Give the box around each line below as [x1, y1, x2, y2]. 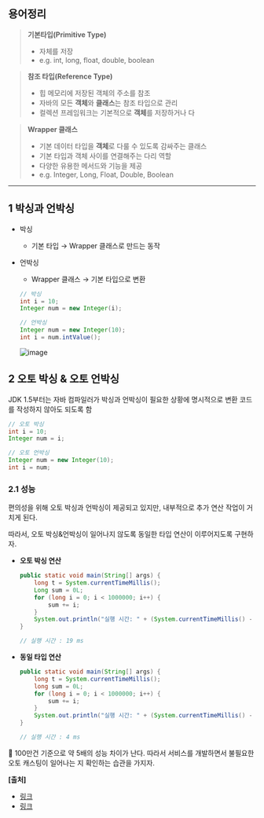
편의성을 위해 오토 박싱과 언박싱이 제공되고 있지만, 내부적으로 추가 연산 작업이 [8, 503, 245, 512]
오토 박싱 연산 [19, 556, 61, 566]
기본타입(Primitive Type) [27, 30, 107, 39]
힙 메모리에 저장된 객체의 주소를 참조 [38, 88, 151, 97]
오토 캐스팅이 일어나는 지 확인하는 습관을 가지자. [8, 757, 156, 768]
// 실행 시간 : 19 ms [19, 637, 84, 645]
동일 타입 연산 [19, 652, 61, 662]
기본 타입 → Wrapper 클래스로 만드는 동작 [31, 240, 161, 250]
